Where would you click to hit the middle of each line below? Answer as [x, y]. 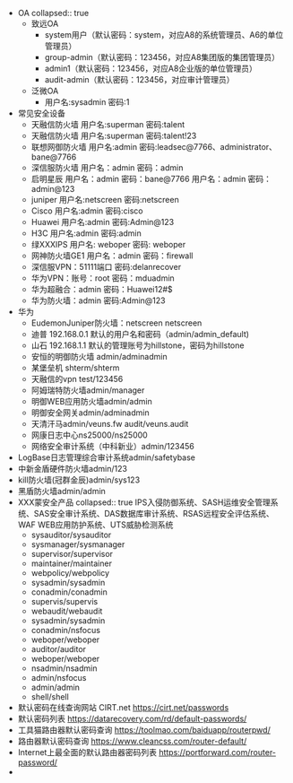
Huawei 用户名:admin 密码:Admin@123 [103, 222]
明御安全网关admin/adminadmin [90, 413]
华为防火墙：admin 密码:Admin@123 [98, 300]
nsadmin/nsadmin [64, 668]
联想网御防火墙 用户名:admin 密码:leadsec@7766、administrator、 [154, 147]
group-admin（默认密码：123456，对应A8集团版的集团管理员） [162, 57]
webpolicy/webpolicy [70, 573]
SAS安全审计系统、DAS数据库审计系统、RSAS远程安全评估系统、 [154, 513]
